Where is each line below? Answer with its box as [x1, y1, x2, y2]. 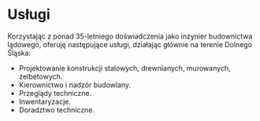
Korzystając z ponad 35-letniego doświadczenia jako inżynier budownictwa [7, 31, 253, 41]
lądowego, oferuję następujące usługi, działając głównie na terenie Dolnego [7, 39, 253, 49]
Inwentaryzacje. [18, 97, 72, 106]
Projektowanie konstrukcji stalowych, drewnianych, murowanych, [18, 63, 231, 72]
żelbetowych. [18, 71, 63, 81]
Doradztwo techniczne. [18, 104, 95, 115]
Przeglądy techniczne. [18, 88, 92, 97]
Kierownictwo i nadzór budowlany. [18, 80, 132, 90]
